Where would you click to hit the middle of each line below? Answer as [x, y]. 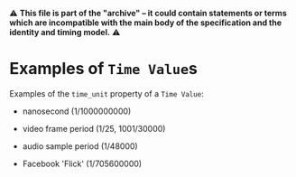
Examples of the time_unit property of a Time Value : [107, 93]
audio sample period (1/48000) [80, 146]
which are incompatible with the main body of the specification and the [146, 23]
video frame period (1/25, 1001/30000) [94, 128]
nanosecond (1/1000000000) [77, 111]
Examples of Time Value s [104, 69]
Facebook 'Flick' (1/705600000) [82, 163]
